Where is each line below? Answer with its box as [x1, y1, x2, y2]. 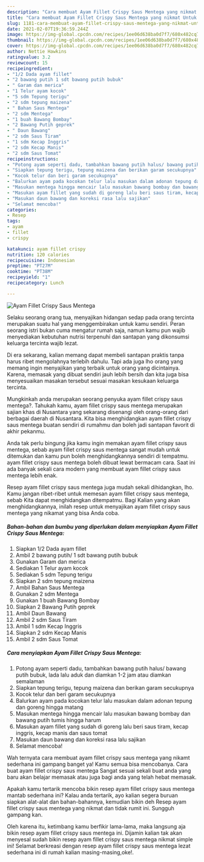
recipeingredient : [7, 65, 53, 72]
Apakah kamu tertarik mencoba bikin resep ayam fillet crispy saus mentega [7, 785, 195, 792]
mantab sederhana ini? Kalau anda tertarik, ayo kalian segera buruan [7, 791, 178, 799]
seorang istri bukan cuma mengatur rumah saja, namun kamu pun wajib [7, 326, 186, 334]
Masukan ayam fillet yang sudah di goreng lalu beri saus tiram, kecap [15, 723, 189, 730]
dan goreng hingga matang [15, 703, 84, 711]
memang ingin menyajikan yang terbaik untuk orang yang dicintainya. [7, 364, 180, 371]
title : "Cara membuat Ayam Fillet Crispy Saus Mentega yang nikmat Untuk [7, 15, 197, 21]
